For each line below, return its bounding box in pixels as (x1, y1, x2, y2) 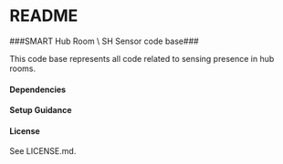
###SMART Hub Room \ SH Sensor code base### (9, 36, 199, 46)
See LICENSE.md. (9, 146, 77, 157)
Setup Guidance (9, 105, 72, 116)
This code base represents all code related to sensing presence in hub (9, 53, 275, 64)
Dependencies (9, 84, 67, 95)
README (9, 5, 79, 26)
